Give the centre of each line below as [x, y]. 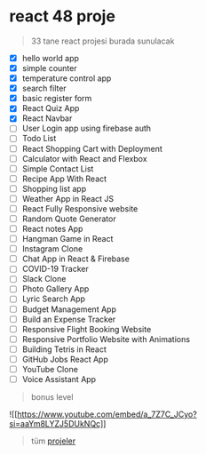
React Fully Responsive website [80, 208]
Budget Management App [69, 309]
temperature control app [67, 78]
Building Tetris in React [64, 349]
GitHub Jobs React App [65, 359]
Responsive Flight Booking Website [87, 329]
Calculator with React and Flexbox [85, 158]
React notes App [52, 229]
